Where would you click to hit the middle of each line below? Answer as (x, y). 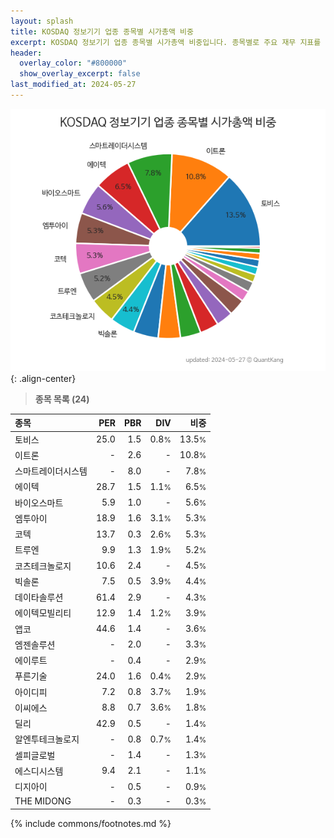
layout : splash (42, 21)
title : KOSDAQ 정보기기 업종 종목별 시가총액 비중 (102, 31)
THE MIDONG (43, 801)
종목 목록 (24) (62, 399)
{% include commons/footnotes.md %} (91, 823)
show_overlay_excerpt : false (80, 74)
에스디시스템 (39, 771)
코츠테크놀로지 (43, 566)
